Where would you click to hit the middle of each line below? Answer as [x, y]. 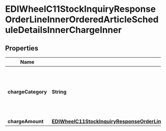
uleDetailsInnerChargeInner [63, 30]
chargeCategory [27, 92]
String [59, 92]
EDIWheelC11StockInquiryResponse [81, 9]
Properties [22, 48]
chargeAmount [26, 121]
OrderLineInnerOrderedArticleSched [82, 19]
